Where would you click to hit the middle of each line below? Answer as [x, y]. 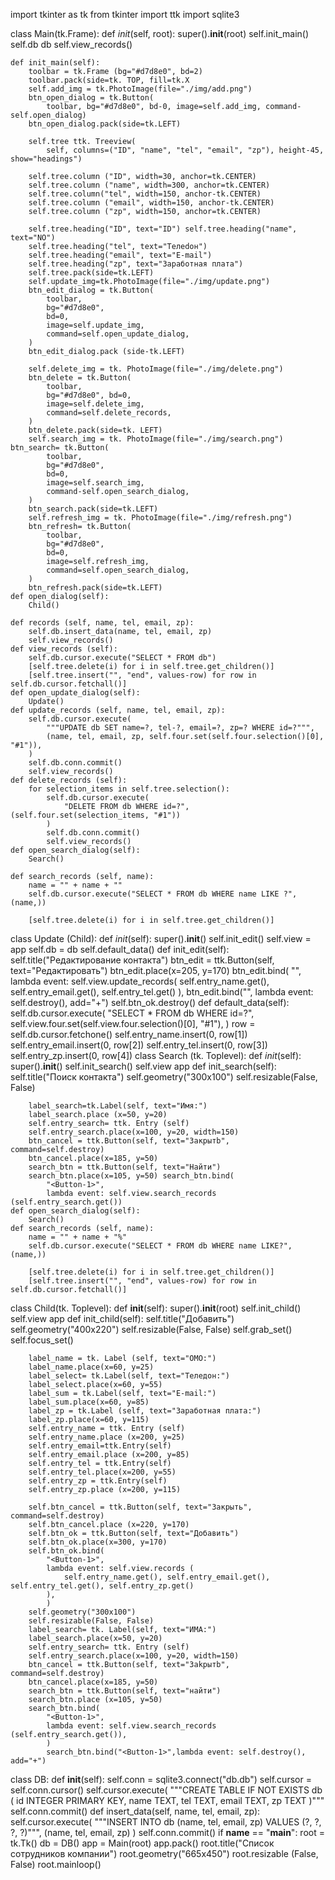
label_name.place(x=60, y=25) [91, 1367]
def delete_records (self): [69, 780]
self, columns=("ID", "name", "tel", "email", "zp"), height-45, [185, 150]
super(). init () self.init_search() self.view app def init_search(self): [143, 1066]
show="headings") [46, 159]
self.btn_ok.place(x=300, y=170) [98, 1542]
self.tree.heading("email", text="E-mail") [120, 255]
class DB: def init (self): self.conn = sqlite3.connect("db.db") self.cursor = [161, 1779]
